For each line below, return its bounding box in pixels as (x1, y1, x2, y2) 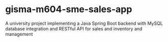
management (5, 31, 33, 37)
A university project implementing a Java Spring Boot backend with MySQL (5, 20, 163, 26)
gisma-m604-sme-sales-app (5, 4, 132, 15)
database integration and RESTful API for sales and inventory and (5, 25, 143, 31)
